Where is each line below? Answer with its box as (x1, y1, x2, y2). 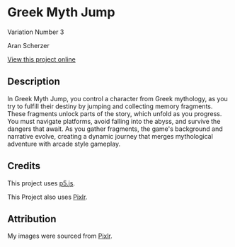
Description (7, 76, 60, 88)
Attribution (7, 213, 57, 225)
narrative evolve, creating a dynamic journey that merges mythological (7, 132, 214, 140)
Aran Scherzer (7, 41, 50, 50)
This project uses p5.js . (7, 178, 76, 188)
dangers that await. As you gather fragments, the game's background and (7, 125, 223, 133)
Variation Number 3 (7, 28, 64, 36)
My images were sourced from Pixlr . (7, 231, 113, 241)
